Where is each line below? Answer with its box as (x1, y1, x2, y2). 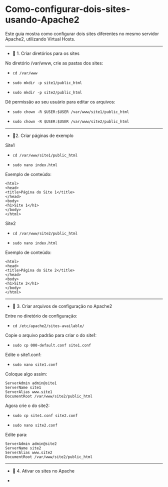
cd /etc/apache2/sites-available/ (12, 323, 84, 328)
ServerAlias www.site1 (5, 389, 52, 394)
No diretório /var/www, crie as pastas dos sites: (5, 60, 103, 66)
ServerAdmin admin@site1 (5, 380, 57, 385)
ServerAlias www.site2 (5, 450, 52, 455)
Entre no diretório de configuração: (5, 312, 77, 318)
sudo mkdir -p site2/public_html (12, 90, 82, 95)
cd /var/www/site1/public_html (12, 152, 78, 158)
